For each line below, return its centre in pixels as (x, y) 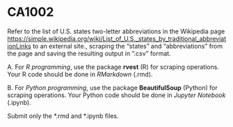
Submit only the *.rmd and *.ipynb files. (63, 116)
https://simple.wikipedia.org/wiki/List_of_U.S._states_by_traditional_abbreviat (117, 38)
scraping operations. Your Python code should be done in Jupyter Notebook (116, 95)
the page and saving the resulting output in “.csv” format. (89, 53)
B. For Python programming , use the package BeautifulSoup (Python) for (112, 87)
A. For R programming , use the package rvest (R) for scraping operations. (113, 67)
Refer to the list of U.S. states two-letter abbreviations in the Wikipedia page (116, 31)
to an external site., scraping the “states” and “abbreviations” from (128, 46)
